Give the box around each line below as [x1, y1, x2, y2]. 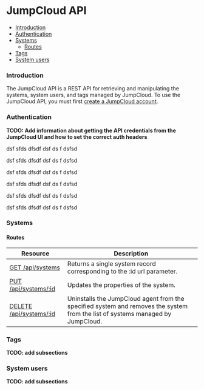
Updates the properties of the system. [67, 280, 176, 289]
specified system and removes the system [67, 301, 188, 310]
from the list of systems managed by [67, 309, 172, 318]
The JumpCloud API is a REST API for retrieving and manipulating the [6, 85, 179, 92]
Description [114, 249, 149, 258]
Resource [21, 249, 50, 258]
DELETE [9, 301, 32, 310]
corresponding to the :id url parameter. [67, 267, 178, 275]
